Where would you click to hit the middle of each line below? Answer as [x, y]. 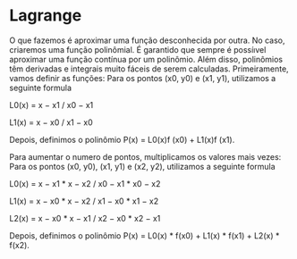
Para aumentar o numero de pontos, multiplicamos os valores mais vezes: [145, 156]
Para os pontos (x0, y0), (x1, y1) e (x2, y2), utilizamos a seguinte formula [142, 166]
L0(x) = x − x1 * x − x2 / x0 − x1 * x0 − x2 [85, 183]
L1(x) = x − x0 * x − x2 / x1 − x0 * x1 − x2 [84, 201]
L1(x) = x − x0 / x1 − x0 [51, 122]
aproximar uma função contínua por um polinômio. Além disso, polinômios [146, 59]
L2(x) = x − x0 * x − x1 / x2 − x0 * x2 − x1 [85, 218]
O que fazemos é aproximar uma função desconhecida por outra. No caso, [147, 40]
